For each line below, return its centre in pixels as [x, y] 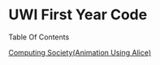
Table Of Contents [39, 37]
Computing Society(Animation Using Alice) [80, 52]
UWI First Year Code [78, 15]
